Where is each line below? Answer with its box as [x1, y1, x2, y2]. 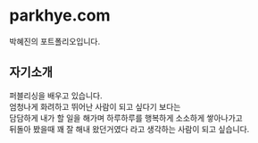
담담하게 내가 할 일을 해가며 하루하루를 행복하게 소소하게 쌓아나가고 [9, 113, 243, 123]
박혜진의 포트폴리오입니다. [9, 36, 101, 46]
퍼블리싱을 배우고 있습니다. [9, 90, 103, 101]
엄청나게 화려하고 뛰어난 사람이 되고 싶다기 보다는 [9, 101, 181, 112]
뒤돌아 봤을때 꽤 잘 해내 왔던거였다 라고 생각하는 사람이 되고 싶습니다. [9, 123, 250, 134]
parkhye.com [9, 5, 111, 26]
